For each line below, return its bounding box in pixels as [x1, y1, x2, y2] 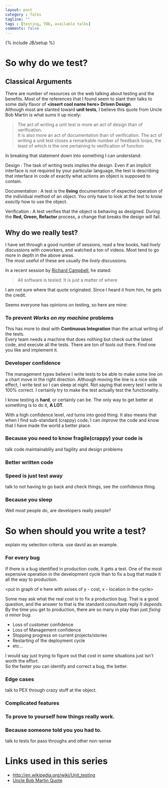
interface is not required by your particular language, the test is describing [5, 168, 159, 174]
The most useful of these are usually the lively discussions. [5, 257, 127, 263]
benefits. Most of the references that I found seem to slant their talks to [5, 96, 152, 102]
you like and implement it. [5, 347, 59, 353]
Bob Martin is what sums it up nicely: [5, 112, 82, 118]
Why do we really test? [5, 228, 78, 237]
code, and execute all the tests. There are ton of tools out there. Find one [5, 342, 156, 348]
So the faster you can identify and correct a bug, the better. [5, 663, 128, 669]
